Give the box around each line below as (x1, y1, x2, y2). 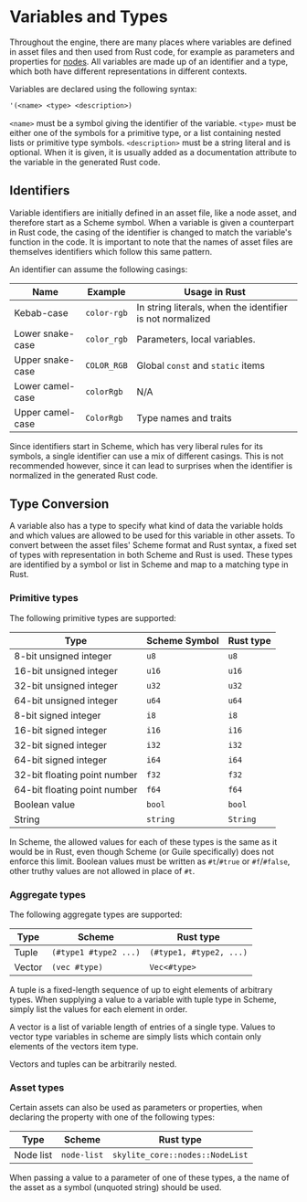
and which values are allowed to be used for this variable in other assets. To (9, 530, 295, 541)
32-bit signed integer (14, 738, 108, 751)
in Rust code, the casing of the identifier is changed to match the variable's (9, 227, 292, 237)
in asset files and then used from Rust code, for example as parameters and (9, 46, 295, 57)
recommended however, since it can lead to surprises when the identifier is (9, 459, 293, 471)
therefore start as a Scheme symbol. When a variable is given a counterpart (9, 216, 294, 227)
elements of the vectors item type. (9, 1041, 139, 1052)
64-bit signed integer (14, 754, 108, 766)
